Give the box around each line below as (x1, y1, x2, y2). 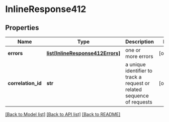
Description (125, 38, 154, 45)
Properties (5, 23, 39, 32)
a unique (125, 61, 146, 68)
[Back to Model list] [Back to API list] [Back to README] (5, 111, 121, 117)
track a (125, 73, 142, 80)
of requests (125, 98, 152, 105)
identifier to (125, 67, 152, 74)
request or (125, 80, 150, 86)
